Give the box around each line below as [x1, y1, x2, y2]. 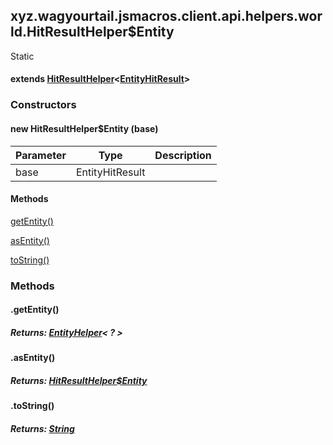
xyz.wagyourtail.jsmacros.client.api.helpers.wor [10, 8, 323, 25]
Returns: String [10, 422, 75, 434]
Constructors [10, 98, 77, 112]
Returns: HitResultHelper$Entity [10, 374, 148, 386]
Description [154, 148, 212, 162]
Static [10, 50, 35, 62]
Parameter [15, 148, 67, 162]
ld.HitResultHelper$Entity [10, 24, 175, 41]
